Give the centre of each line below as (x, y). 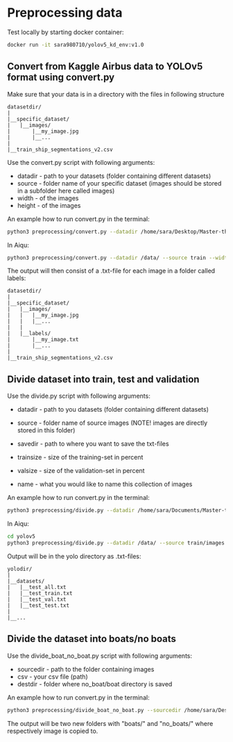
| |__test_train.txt (40, 593)
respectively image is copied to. (53, 731)
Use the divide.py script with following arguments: (79, 396)
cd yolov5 (21, 537)
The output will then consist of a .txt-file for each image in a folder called (111, 271)
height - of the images (49, 205)
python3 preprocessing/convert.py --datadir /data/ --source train (107, 258)
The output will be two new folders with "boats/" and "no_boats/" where (110, 723)
